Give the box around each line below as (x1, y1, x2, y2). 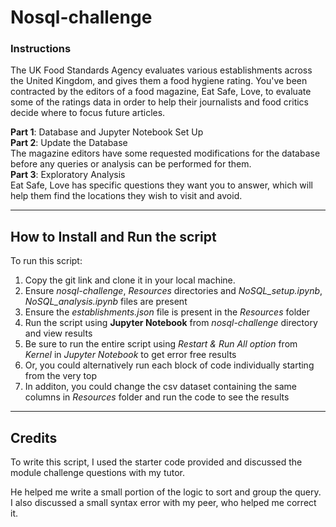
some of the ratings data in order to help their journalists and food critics (10, 96, 309, 108)
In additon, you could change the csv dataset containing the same (24, 381, 297, 393)
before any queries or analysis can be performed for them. (10, 158, 252, 170)
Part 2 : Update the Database (10, 137, 128, 149)
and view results (24, 327, 93, 340)
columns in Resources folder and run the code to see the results (24, 391, 290, 403)
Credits (10, 429, 58, 446)
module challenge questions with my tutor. (10, 467, 186, 479)
